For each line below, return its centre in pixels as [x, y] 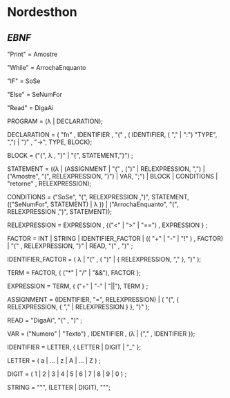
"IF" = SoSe [24, 81]
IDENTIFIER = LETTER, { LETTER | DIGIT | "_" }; [74, 347]
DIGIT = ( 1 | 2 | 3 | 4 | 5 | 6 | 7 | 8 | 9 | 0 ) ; [67, 374]
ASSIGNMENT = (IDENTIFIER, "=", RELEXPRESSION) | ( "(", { [93, 299]
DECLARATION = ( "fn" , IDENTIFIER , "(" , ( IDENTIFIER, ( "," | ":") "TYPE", [112, 135]
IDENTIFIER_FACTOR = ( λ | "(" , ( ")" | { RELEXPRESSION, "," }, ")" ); [104, 259]
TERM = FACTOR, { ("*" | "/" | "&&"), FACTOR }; [74, 273]
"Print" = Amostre [32, 54]
